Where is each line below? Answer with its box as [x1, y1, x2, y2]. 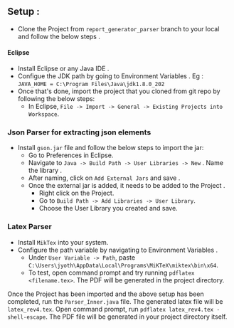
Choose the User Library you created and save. [38, 204, 178, 213]
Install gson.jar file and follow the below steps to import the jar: [17, 144, 204, 152]
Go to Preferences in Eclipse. [28, 151, 114, 159]
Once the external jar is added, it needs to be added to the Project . [28, 181, 225, 190]
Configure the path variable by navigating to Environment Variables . [17, 245, 218, 254]
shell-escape [7, 313, 46, 321]
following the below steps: [17, 95, 95, 103]
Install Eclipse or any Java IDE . [17, 64, 110, 73]
